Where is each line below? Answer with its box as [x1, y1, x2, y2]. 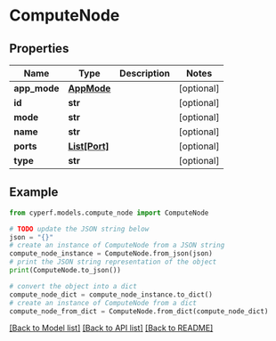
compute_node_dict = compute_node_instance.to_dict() [9, 290, 214, 299]
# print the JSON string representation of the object [9, 257, 217, 267]
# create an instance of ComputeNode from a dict [9, 298, 198, 307]
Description [119, 68, 171, 79]
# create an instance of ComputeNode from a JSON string [9, 241, 225, 250]
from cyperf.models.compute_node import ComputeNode [9, 208, 209, 217]
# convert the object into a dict [9, 281, 138, 290]
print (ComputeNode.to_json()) [9, 266, 122, 275]
